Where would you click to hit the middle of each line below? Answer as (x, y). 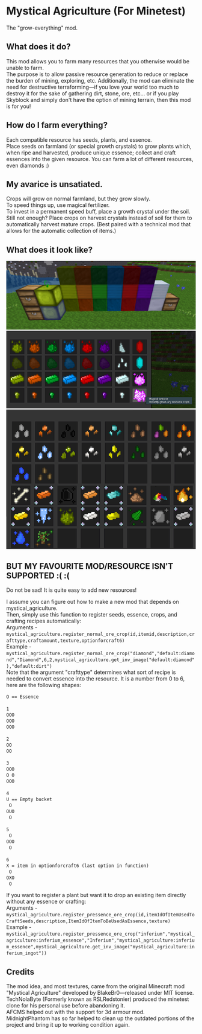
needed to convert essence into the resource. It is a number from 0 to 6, (96, 679)
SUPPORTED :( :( (38, 575)
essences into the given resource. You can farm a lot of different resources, (100, 159)
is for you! (19, 106)
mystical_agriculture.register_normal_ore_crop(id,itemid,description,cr (101, 635)
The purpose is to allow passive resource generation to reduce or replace (97, 74)
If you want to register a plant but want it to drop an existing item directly (96, 895)
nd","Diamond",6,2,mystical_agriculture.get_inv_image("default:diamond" (101, 660)
